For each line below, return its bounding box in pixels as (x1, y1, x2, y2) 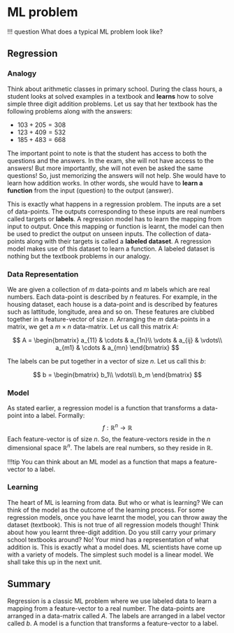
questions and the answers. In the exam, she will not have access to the (7, 156, 214, 165)
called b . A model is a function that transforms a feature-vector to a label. (7, 619, 219, 627)
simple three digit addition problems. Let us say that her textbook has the (7, 99, 218, 108)
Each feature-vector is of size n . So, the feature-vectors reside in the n (7, 435, 211, 443)
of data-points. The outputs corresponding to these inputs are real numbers (7, 207, 226, 216)
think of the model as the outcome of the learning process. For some (7, 506, 205, 514)
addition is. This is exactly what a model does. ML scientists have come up (7, 543, 222, 551)
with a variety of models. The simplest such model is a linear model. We (7, 550, 214, 559)
